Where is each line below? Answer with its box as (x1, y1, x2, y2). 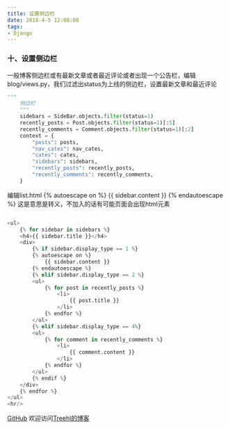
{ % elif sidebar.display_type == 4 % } (32, 323, 141, 330)
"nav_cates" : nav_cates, (32, 145, 104, 152)
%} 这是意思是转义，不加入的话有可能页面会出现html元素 (7, 200, 170, 208)
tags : (7, 23, 23, 30)
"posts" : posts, (32, 138, 79, 146)
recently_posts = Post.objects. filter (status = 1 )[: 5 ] (19, 120, 176, 127)
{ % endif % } (32, 375, 67, 382)
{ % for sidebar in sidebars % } (19, 226, 110, 233)
